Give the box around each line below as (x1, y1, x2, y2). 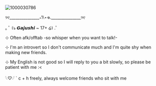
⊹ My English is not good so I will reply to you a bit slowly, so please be (5, 59, 151, 65)
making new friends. (5, 50, 47, 55)
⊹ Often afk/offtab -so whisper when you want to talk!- (5, 35, 118, 40)
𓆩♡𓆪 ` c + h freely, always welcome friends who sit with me (5, 75, 127, 81)
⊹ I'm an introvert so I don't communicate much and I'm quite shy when (5, 44, 152, 50)
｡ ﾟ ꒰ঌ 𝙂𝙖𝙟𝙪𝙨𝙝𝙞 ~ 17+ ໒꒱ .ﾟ (5, 25, 58, 30)
